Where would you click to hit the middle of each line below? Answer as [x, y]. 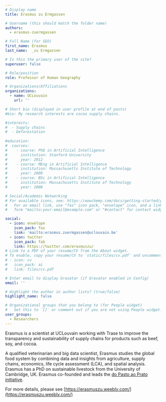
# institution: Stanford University [48, 155]
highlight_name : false [28, 296]
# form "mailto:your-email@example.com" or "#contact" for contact [78, 210]
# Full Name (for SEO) [28, 42]
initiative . [14, 379]
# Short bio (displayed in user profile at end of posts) [66, 109]
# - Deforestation [25, 132]
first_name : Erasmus [26, 46]
